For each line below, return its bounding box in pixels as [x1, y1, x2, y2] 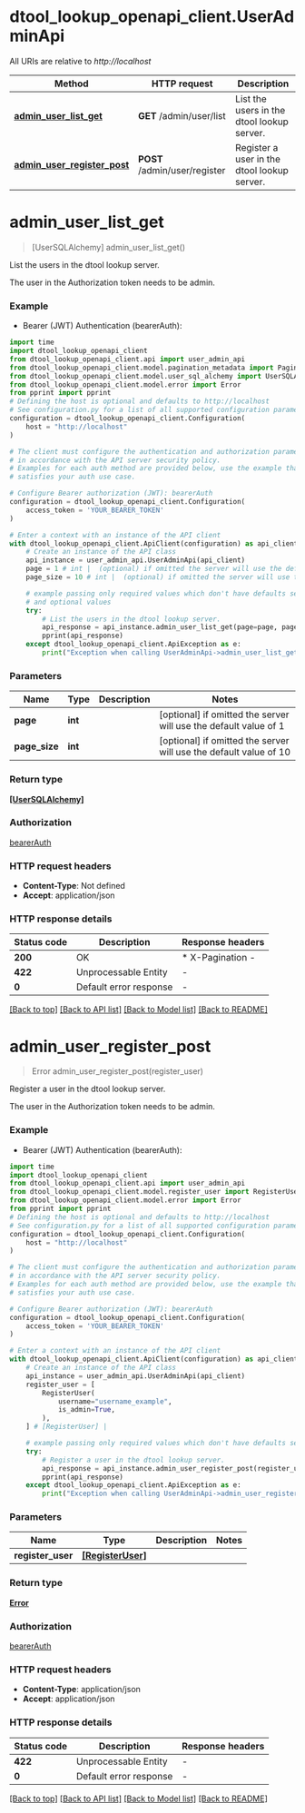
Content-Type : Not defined [22, 881, 125, 892]
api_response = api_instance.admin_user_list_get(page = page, [42, 623, 279, 632]
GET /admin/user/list [137, 109, 226, 122]
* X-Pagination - [181, 951, 256, 964]
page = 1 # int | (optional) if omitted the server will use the [25, 565, 282, 574]
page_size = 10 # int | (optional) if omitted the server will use [25, 573, 290, 582]
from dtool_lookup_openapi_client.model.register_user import [9, 1187, 250, 1197]
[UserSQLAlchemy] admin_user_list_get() [31, 241, 186, 252]
